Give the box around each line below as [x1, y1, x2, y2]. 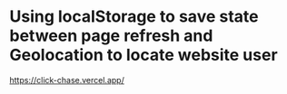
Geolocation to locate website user [9, 45, 279, 65]
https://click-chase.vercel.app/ [9, 74, 124, 85]
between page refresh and [9, 25, 213, 46]
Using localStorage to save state [9, 6, 259, 27]
